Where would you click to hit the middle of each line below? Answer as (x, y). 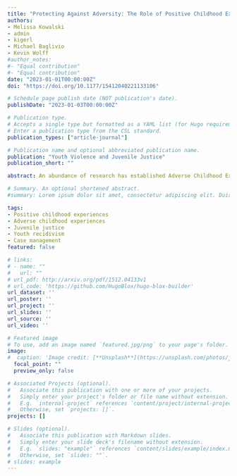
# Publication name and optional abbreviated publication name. (104, 150)
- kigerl (20, 40)
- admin (19, 33)
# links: (20, 260)
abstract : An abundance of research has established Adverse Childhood (115, 176)
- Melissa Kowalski (36, 27)
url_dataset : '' (31, 293)
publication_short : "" (41, 163)
